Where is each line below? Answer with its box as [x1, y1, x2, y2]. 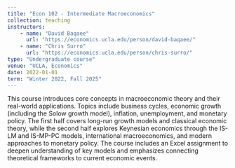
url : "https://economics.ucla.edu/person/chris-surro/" [25, 50, 193, 57]
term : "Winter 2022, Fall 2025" [7, 75, 102, 83]
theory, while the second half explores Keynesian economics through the [7, 124, 218, 133]
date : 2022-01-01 [7, 69, 58, 76]
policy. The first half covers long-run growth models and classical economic [7, 117, 227, 125]
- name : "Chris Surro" [20, 43, 86, 50]
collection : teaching [7, 17, 71, 24]
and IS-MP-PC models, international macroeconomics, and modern [18, 132, 213, 140]
